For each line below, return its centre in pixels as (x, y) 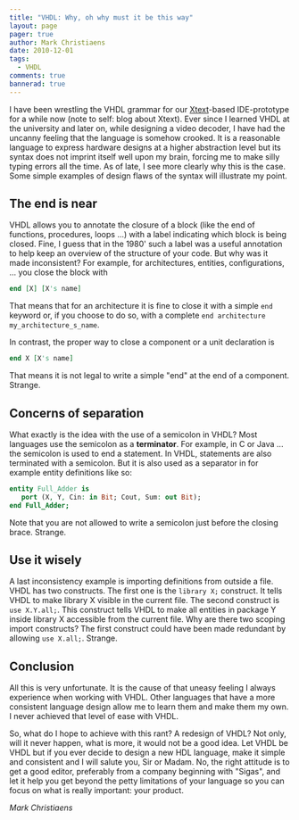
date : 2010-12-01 (42, 51)
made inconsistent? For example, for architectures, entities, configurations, (147, 263)
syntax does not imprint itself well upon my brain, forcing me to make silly (145, 156)
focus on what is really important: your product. (97, 791)
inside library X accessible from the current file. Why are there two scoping (147, 619)
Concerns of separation (77, 413)
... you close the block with (59, 272)
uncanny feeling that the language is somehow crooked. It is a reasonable (145, 137)
